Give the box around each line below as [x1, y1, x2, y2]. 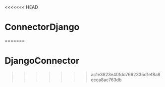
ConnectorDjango [4, 22, 80, 33]
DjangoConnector [4, 55, 80, 66]
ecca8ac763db [91, 77, 122, 83]
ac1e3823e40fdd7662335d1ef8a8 [91, 71, 161, 77]
